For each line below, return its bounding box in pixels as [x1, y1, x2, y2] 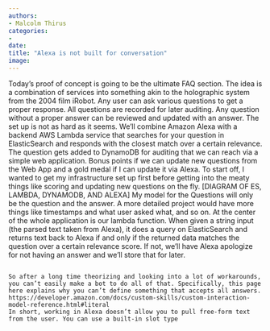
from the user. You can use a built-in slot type [8, 315, 179, 323]
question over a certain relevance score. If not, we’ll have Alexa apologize [8, 241, 253, 250]
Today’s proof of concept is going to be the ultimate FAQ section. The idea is [8, 78, 263, 89]
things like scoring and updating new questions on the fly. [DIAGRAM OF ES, [8, 181, 262, 191]
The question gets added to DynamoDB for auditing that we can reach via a [8, 147, 259, 157]
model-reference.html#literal [8, 300, 110, 308]
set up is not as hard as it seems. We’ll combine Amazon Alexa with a [8, 122, 238, 131]
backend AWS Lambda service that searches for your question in [8, 130, 224, 139]
